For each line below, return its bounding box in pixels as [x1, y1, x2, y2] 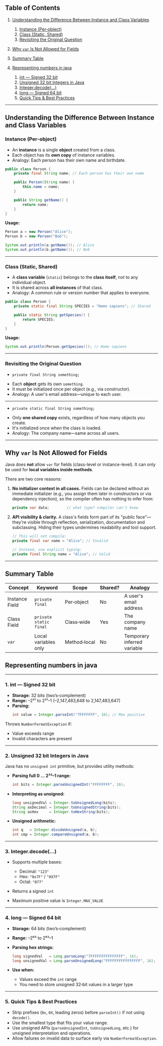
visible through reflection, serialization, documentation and [27, 519, 145, 525]
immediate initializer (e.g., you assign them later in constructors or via [12, 491, 151, 496]
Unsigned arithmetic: [12, 818, 56, 824]
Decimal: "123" [19, 869, 49, 874]
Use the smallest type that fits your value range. [12, 1020, 108, 1026]
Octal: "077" [19, 879, 44, 885]
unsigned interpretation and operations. [12, 1030, 92, 1036]
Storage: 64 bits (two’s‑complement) [12, 925, 86, 931]
